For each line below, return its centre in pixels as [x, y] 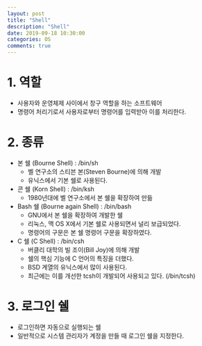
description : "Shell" [39, 26]
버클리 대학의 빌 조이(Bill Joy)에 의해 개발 [84, 249]
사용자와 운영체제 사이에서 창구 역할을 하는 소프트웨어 [90, 103]
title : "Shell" [29, 20]
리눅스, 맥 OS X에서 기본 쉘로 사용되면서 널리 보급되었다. [104, 224]
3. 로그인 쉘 [38, 307]
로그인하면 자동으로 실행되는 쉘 [59, 327]
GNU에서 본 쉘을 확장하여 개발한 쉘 [75, 215]
